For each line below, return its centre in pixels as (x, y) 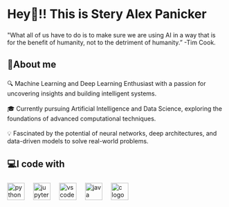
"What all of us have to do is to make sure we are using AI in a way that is (111, 35)
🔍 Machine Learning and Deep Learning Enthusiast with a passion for (107, 84)
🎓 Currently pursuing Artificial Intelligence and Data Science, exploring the (115, 109)
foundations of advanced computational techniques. (82, 119)
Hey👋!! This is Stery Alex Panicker (107, 14)
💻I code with (36, 164)
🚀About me (32, 64)
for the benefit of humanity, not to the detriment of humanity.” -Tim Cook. (111, 43)
